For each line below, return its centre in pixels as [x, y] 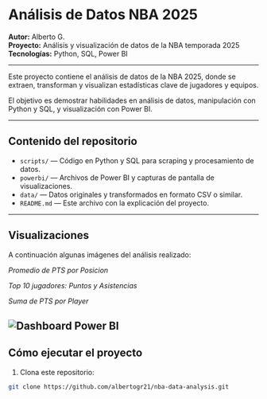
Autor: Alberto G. [37, 37]
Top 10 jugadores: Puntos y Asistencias [73, 285]
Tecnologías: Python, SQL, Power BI [68, 53]
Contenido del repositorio [73, 141]
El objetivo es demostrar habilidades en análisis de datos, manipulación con [132, 100]
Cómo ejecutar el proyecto [75, 353]
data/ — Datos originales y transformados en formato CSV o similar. [131, 194]
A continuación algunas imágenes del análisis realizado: [100, 254]
